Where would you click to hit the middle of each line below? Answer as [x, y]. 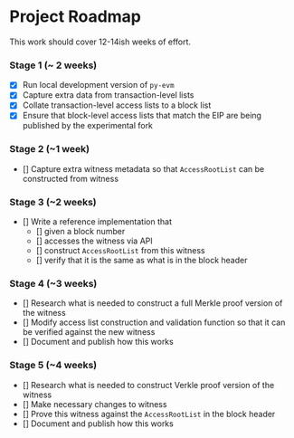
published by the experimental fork [88, 126]
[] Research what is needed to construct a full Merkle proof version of [152, 303]
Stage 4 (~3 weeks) [53, 284]
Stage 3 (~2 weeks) [53, 202]
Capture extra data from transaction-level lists [108, 95]
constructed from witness [71, 178]
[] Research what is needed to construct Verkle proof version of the [148, 385]
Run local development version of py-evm [98, 85]
